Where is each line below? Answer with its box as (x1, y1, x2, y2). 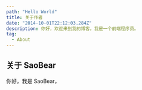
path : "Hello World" (6, 8, 58, 15)
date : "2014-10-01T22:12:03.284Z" (6, 20, 92, 26)
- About (11, 37, 31, 43)
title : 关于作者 (6, 14, 43, 20)
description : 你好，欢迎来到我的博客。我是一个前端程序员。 (6, 25, 139, 32)
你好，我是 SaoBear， (6, 77, 60, 85)
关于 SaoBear (6, 61, 57, 71)
